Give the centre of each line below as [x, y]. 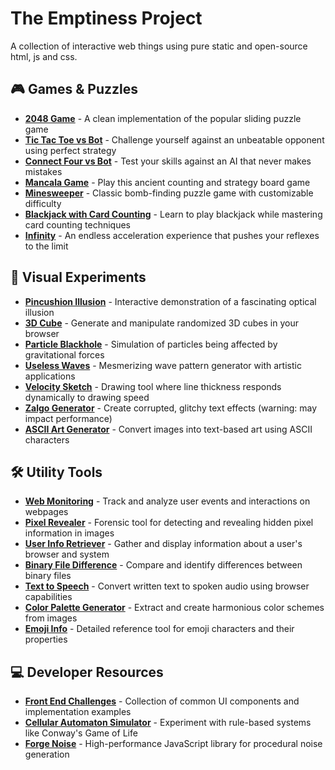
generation [47, 754]
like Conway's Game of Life [81, 733]
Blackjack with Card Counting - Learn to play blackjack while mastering [173, 214]
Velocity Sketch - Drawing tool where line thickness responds [153, 386]
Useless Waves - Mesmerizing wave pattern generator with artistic [163, 365]
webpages [46, 512]
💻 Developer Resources [87, 672]
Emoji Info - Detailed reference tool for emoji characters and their [159, 629]
